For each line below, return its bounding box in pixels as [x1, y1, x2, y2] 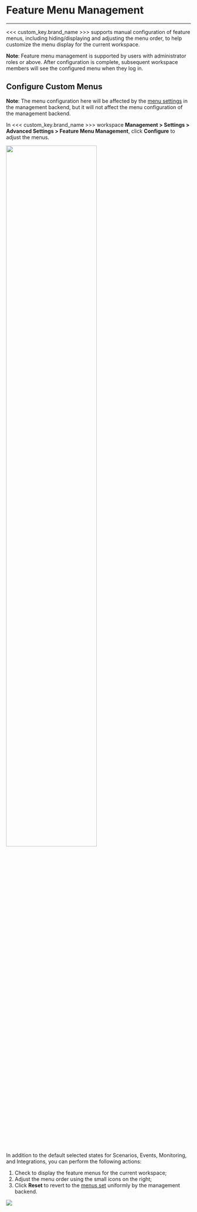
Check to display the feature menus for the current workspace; [14, 1169, 167, 1176]
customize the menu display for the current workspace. [6, 40, 140, 48]
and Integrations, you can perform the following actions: [6, 1157, 142, 1165]
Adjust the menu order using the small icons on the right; [14, 1175, 152, 1183]
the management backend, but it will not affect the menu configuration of [6, 103, 183, 110]
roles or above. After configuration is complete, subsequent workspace [6, 58, 178, 65]
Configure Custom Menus [6, 82, 103, 92]
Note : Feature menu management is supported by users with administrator [6, 52, 186, 59]
